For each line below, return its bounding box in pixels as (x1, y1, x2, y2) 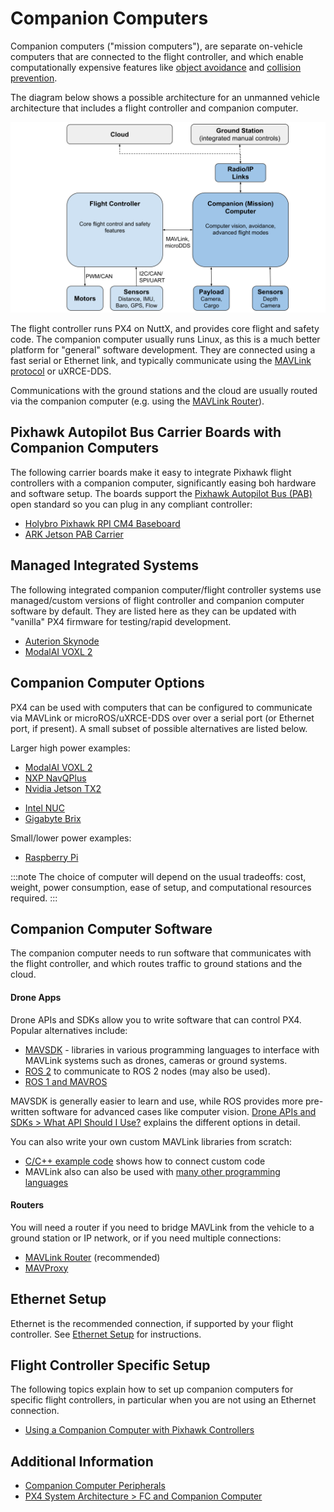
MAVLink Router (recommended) (24, 1251, 161, 1263)
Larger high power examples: (10, 742, 131, 754)
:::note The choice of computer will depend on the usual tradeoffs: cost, (10, 870, 307, 882)
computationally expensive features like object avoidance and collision (10, 61, 302, 73)
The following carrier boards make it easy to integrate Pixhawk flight (10, 466, 292, 478)
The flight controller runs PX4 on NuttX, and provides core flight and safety (10, 323, 320, 335)
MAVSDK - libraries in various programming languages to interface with (24, 1043, 320, 1056)
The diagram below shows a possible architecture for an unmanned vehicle (10, 91, 320, 103)
